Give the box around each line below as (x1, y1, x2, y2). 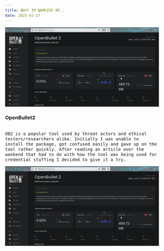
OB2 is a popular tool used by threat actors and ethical (5, 131, 147, 136)
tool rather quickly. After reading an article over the (5, 146, 144, 152)
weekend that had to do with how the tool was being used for (5, 152, 157, 157)
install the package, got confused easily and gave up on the (5, 141, 157, 147)
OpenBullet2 (5, 115, 36, 121)
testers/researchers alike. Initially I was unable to (5, 136, 139, 141)
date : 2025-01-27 (5, 13, 41, 18)
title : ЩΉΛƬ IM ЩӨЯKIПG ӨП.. (5, 8, 64, 13)
